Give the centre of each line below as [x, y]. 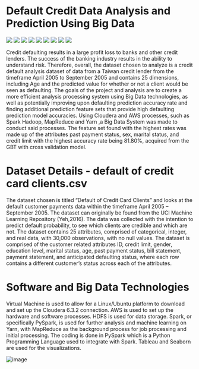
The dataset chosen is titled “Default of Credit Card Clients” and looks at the [99, 200]
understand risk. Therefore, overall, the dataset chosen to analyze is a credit [99, 65]
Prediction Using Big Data [70, 23]
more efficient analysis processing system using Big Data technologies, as [97, 96]
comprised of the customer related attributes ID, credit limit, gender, [89, 244]
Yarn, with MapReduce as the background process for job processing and [97, 329]
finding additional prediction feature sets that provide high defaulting [90, 109]
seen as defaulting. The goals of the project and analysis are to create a [94, 90]
